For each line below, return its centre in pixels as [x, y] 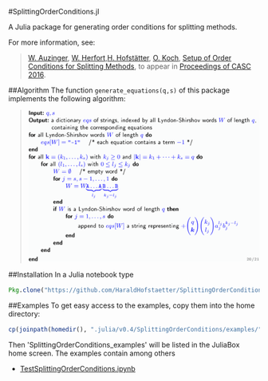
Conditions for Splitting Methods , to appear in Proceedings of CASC [139, 66]
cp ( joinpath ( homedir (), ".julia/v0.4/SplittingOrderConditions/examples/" [135, 329]
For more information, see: [52, 42]
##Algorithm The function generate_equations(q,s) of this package [119, 90]
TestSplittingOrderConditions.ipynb [77, 368]
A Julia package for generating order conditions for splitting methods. [123, 27]
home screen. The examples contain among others [92, 353]
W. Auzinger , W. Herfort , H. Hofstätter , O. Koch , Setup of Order [130, 58]
